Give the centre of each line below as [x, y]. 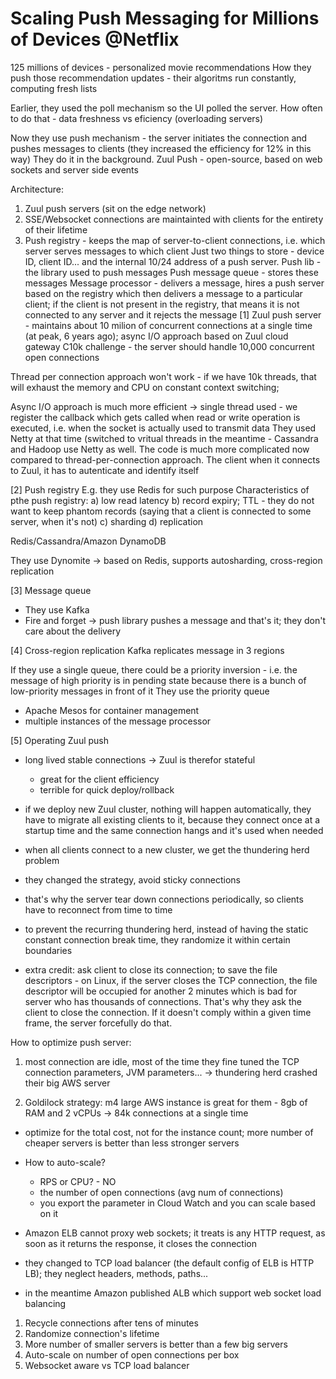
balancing [45, 1303]
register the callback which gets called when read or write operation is [155, 417]
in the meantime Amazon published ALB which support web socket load [173, 1293]
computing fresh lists [54, 88]
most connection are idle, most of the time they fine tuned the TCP [162, 1061]
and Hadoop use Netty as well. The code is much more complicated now [160, 449]
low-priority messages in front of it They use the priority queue [140, 691]
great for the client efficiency [99, 779]
